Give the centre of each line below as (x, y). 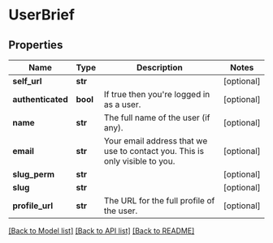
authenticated (40, 99)
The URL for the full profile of (159, 200)
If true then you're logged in (157, 94)
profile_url (33, 206)
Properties (36, 45)
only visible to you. (139, 161)
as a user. (122, 104)
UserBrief (42, 15)
